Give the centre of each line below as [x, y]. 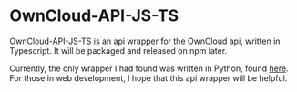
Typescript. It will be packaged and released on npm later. [118, 50]
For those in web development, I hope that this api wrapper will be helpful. [148, 77]
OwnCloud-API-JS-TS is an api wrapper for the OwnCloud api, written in [145, 41]
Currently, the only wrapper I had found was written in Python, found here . [149, 68]
